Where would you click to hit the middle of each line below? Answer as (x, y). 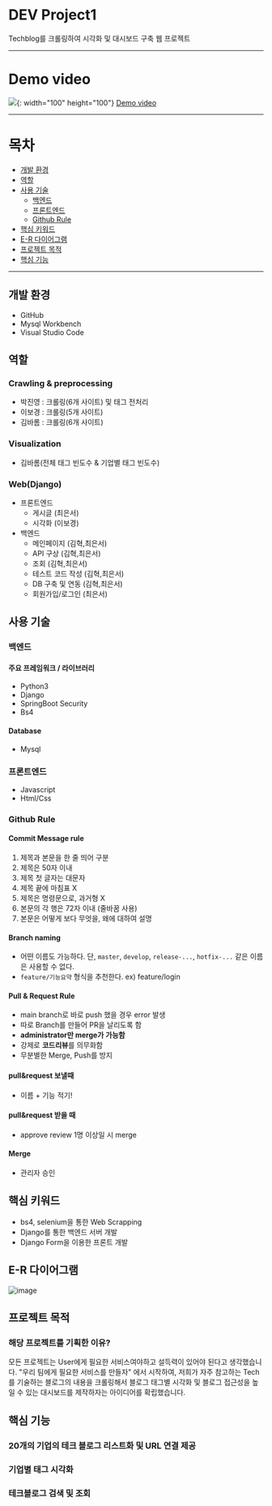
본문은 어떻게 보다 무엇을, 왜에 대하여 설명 (86, 919)
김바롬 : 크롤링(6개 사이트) (62, 423)
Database (25, 731)
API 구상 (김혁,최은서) (66, 553)
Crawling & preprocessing (61, 383)
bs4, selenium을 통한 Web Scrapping (81, 1221)
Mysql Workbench (51, 324)
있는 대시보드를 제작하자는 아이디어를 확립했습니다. (106, 1392)
